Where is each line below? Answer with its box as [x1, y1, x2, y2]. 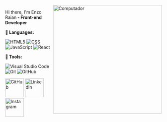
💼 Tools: [5, 54, 22, 60]
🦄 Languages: [5, 29, 34, 35]
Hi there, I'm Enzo [5, 9, 42, 15]
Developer [5, 20, 27, 25]
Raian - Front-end [5, 14, 42, 20]
